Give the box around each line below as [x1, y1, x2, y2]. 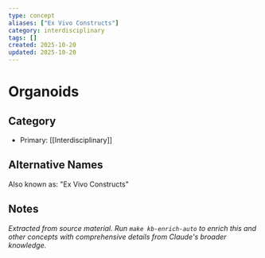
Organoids [8, 83, 80, 101]
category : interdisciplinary [8, 26, 105, 34]
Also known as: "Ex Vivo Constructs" [8, 179, 130, 189]
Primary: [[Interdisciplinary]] [19, 136, 113, 144]
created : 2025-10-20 [8, 41, 77, 49]
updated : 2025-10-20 [8, 48, 77, 56]
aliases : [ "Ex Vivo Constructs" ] [8, 19, 119, 27]
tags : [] [8, 33, 37, 42]
